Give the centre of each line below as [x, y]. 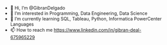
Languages [22, 24]
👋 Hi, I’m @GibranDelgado [38, 8]
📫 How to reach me [31, 30]
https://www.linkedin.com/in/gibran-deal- [98, 30]
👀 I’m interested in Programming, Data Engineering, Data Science [79, 13]
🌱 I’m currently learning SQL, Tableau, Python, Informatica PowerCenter [86, 19]
